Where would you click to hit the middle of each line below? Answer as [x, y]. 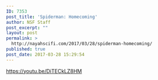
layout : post [22, 33]
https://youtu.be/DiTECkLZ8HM [44, 71]
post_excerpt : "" [27, 28]
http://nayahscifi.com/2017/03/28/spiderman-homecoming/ [82, 44]
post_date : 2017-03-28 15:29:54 [45, 54]
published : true [26, 49]
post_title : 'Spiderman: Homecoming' [52, 17]
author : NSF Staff [28, 22]
